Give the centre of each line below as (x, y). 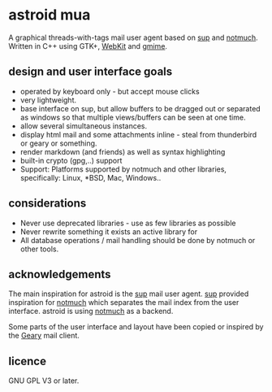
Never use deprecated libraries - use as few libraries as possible (128, 223)
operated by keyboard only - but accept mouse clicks (110, 91)
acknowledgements (60, 274)
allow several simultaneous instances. (84, 126)
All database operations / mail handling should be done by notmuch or (138, 240)
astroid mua (50, 15)
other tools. (39, 249)
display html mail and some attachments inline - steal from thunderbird (138, 134)
